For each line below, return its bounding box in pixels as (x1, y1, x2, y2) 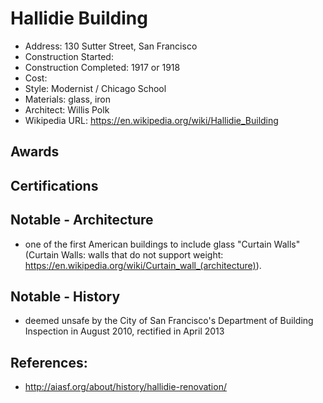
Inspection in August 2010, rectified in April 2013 (24, 325, 225, 337)
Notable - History (10, 288, 121, 305)
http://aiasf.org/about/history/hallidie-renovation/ (24, 381, 227, 393)
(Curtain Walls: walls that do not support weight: (24, 248, 224, 261)
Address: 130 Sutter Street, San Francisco (24, 40, 198, 52)
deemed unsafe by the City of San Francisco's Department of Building (24, 315, 314, 327)
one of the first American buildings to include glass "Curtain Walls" (24, 238, 301, 250)
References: (10, 354, 88, 371)
